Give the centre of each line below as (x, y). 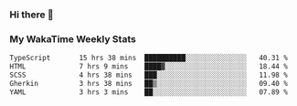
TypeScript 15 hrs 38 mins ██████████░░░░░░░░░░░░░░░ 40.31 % (148, 58)
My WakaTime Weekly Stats (73, 38)
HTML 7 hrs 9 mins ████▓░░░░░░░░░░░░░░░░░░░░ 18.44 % (148, 67)
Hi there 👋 (32, 15)
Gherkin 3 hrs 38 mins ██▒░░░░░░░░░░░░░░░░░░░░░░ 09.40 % (148, 83)
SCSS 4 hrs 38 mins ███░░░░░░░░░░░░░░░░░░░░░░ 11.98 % (148, 75)
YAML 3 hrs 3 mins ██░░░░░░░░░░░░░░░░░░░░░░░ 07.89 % (148, 92)
